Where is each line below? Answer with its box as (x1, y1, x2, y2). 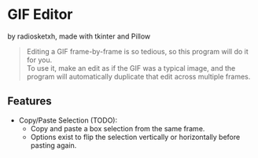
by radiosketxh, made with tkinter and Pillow (7, 31, 151, 41)
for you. (26, 55, 53, 64)
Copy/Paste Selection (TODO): (18, 116, 118, 125)
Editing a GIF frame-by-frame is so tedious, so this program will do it (26, 46, 249, 56)
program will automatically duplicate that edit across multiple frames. (26, 72, 251, 81)
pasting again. (30, 140, 77, 150)
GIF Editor (7, 6, 73, 24)
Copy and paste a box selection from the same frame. (30, 123, 205, 133)
